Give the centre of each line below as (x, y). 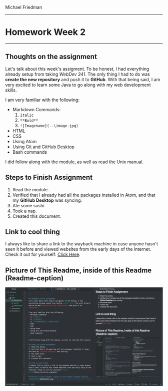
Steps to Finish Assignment (49, 177)
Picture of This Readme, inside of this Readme (78, 270)
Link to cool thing (32, 232)
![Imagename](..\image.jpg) (49, 126)
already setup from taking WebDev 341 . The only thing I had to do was (77, 74)
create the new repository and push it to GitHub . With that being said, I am (83, 79)
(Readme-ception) (34, 278)
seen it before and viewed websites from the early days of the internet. (78, 249)
